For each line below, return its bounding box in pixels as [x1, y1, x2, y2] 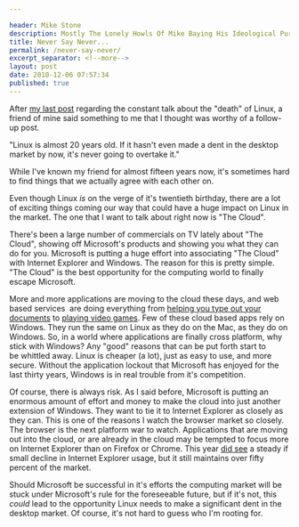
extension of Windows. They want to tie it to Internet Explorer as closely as [9, 405, 284, 416]
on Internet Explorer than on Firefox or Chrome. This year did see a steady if [9, 442, 289, 454]
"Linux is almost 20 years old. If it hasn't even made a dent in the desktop [9, 139, 279, 150]
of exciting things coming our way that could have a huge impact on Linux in [9, 202, 289, 213]
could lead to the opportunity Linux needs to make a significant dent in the [9, 498, 282, 508]
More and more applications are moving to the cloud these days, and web [9, 293, 279, 304]
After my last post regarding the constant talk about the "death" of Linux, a [9, 103, 283, 114]
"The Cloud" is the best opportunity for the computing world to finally [9, 266, 264, 277]
